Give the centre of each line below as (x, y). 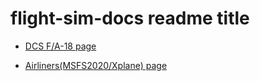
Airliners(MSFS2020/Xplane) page (96, 65)
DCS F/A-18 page (60, 46)
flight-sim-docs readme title (130, 18)
